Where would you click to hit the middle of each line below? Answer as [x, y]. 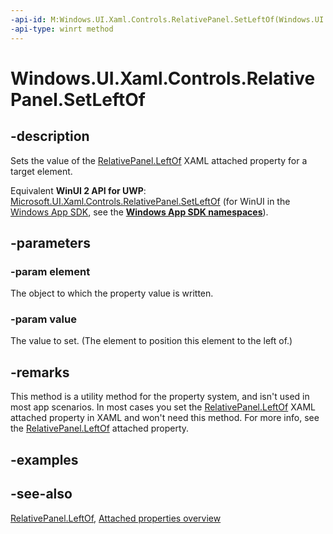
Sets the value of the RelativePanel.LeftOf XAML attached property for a [159, 160]
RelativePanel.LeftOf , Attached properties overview [116, 518]
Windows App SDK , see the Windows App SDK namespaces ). [139, 212]
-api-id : [28, 19]
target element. [41, 171]
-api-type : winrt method [62, 29]
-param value [43, 319]
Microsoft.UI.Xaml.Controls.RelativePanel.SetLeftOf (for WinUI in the [150, 201]
